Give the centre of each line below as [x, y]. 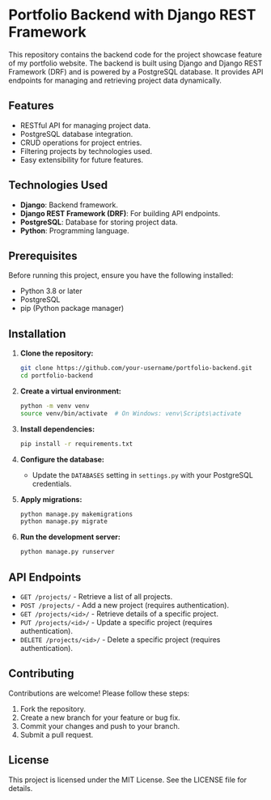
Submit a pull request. [57, 734]
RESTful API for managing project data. [85, 125]
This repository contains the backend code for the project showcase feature [135, 54]
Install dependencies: [57, 429]
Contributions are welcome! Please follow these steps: [99, 693]
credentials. [52, 483]
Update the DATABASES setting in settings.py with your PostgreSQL [142, 474]
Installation [37, 334]
